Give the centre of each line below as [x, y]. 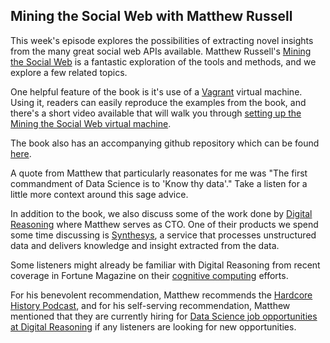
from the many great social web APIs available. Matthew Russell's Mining [161, 51]
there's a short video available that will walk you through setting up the [156, 113]
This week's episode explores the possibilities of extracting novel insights [162, 40]
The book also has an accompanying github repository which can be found [165, 143]
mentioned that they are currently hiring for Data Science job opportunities [164, 316]
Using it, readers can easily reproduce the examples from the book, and [158, 102]
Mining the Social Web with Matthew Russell [151, 16]
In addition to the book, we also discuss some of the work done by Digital [161, 213]
